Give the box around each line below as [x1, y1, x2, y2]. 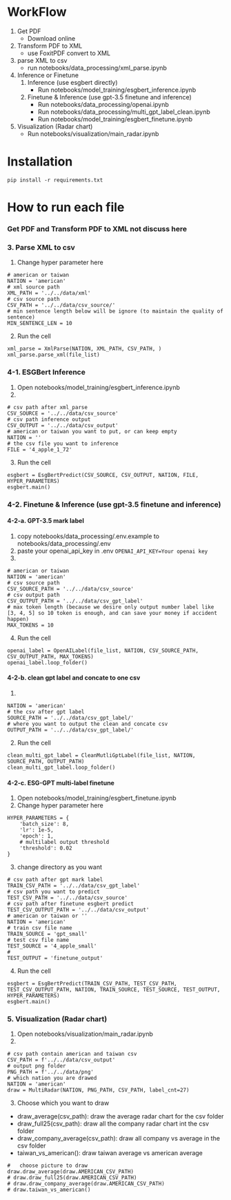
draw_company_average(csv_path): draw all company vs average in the [17, 1134, 221, 1143]
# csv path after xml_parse [7, 404, 88, 411]
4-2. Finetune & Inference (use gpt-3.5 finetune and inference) [7, 500, 222, 509]
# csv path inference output [7, 415, 91, 423]
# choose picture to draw [7, 1162, 88, 1170]
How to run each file [7, 199, 125, 215]
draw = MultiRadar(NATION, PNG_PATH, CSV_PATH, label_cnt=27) [7, 1087, 190, 1094]
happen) [7, 616, 30, 622]
